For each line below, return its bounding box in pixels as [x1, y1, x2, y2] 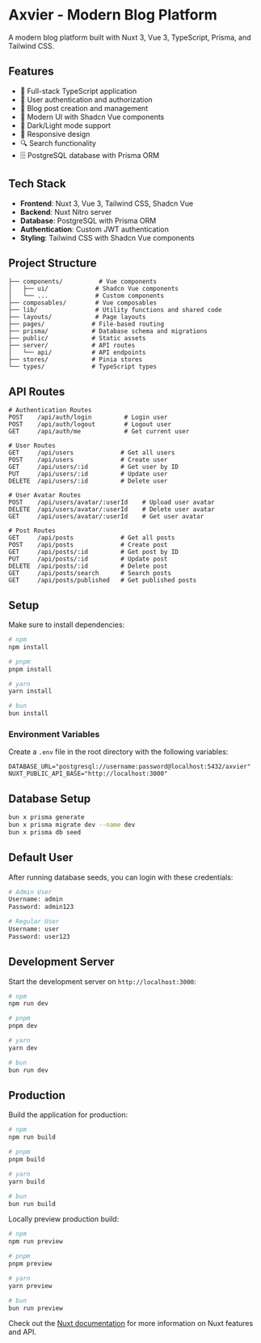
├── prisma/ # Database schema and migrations [8, 327, 208, 335]
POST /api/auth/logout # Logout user [8, 420, 172, 428]
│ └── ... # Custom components [8, 292, 164, 301]
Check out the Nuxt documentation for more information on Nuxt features [8, 1319, 254, 1328]
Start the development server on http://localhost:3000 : [8, 976, 196, 986]
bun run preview [8, 1304, 63, 1312]
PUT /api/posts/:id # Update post [8, 555, 168, 564]
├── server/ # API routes [8, 342, 136, 350]
